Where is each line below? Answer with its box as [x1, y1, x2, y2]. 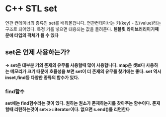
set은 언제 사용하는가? [5, 48, 71, 57]
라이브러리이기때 [126, 26, 159, 32]
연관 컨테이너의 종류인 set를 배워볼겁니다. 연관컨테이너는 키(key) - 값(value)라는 [5, 20, 162, 26]
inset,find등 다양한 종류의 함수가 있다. [5, 75, 80, 80]
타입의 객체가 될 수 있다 [14, 32, 59, 38]
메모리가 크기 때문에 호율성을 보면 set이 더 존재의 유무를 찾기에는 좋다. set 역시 [10, 68, 162, 74]
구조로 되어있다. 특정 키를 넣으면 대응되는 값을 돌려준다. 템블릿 [5, 26, 126, 32]
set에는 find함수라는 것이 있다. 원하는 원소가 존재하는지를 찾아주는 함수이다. [5, 100, 152, 106]
